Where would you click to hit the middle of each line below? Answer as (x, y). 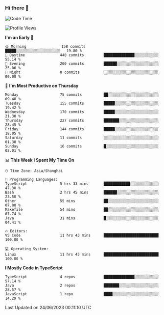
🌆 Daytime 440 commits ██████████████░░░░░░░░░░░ (82, 55)
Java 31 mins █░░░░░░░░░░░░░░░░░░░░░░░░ (82, 218)
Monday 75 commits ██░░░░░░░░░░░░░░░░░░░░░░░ (82, 95)
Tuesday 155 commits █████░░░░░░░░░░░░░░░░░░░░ (82, 103)
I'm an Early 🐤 (19, 38)
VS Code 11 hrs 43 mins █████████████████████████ (82, 235)
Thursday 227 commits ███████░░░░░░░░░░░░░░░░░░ (82, 121)
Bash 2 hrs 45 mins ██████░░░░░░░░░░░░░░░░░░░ (82, 193)
